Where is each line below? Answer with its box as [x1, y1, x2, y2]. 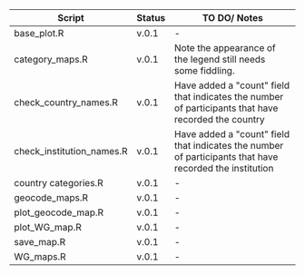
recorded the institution [173, 162, 274, 174]
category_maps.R [14, 54, 88, 65]
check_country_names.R [14, 96, 118, 108]
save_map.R [14, 236, 66, 248]
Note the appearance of [173, 42, 277, 54]
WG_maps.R [14, 250, 66, 262]
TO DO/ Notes [202, 12, 263, 24]
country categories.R [14, 177, 103, 189]
